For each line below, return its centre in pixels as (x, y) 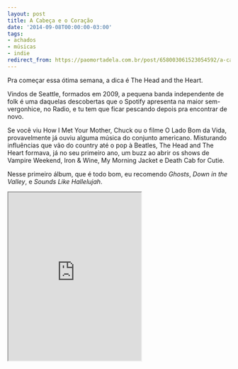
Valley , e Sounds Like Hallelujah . (55, 181)
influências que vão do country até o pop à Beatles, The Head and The (110, 145)
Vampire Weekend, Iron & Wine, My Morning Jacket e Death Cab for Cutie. (116, 160)
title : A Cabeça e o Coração (50, 21)
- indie (19, 54)
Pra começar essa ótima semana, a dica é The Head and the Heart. (105, 80)
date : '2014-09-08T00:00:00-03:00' (60, 27)
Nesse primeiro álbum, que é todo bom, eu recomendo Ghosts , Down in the (118, 174)
